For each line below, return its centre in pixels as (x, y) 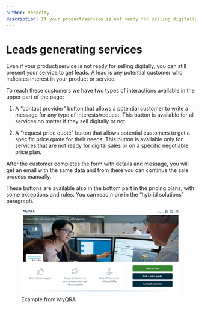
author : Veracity (28, 13)
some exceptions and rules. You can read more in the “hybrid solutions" (95, 195)
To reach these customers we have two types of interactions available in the (101, 91)
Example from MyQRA (49, 299)
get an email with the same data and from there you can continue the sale (97, 170)
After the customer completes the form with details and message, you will (98, 164)
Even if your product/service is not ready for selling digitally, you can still (96, 66)
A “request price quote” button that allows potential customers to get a (103, 133)
